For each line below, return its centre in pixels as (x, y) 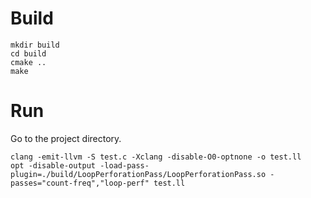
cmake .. (28, 62)
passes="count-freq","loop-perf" (80, 183)
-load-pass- (124, 165)
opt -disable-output (53, 165)
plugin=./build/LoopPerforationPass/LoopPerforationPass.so (138, 174)
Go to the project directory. (66, 138)
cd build (28, 53)
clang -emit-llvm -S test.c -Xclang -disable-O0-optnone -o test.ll (156, 157)
